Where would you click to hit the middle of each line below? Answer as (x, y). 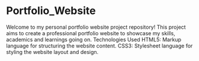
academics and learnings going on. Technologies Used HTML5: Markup (94, 39)
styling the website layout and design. (52, 52)
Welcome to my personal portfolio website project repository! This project (96, 27)
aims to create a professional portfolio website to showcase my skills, (91, 33)
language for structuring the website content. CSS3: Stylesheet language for (99, 46)
